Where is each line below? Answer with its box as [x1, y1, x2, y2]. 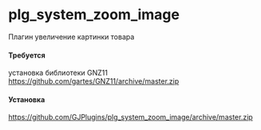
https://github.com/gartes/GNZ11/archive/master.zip [8, 77, 180, 86]
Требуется [8, 50, 45, 60]
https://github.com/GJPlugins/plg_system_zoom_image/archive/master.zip [8, 112, 253, 122]
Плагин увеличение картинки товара [8, 32, 135, 41]
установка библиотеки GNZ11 [8, 68, 108, 77]
